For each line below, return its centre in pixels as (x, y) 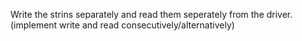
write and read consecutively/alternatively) (147, 25)
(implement (34, 25)
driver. (279, 14)
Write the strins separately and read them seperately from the (137, 14)
